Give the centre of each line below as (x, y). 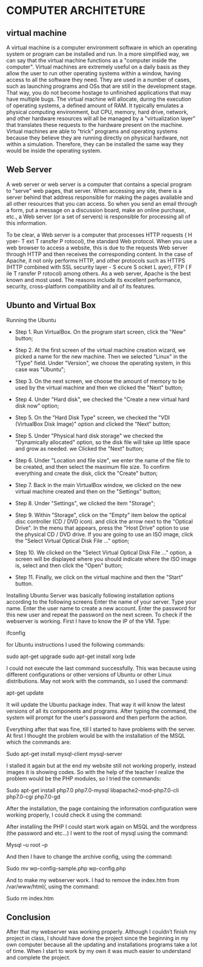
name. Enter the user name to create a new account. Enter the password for (101, 608)
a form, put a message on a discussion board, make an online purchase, (96, 210)
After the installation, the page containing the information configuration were (102, 808)
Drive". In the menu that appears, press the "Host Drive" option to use (102, 528)
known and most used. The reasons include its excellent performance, (94, 280)
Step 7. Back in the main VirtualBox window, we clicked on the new (98, 485)
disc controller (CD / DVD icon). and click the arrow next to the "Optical (104, 521)
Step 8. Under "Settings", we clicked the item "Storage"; (85, 503)
